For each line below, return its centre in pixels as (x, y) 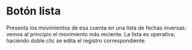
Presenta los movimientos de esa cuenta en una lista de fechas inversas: (96, 28)
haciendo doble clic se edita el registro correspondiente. (76, 40)
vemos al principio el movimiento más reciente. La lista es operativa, (91, 34)
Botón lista (34, 11)
